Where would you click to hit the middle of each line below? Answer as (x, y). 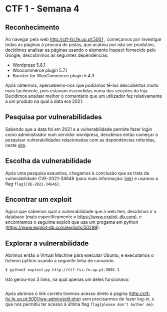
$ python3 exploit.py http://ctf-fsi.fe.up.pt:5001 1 (62, 270)
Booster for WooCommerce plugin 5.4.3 (53, 75)
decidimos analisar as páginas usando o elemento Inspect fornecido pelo (80, 50)
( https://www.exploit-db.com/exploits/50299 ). (53, 227)
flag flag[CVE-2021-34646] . (33, 184)
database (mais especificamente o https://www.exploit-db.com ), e (73, 217)
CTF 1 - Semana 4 (42, 9)
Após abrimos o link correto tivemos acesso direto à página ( (68, 293)
